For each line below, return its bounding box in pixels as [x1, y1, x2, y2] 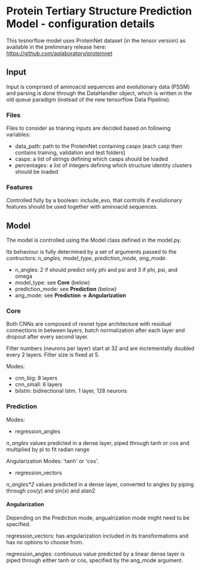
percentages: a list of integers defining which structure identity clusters [14, 162, 192, 169]
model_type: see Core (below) [14, 279, 90, 286]
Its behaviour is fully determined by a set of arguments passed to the [6, 248, 177, 256]
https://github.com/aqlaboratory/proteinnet [6, 49, 113, 57]
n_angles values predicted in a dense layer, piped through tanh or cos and [6, 439, 190, 446]
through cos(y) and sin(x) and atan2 [6, 487, 95, 494]
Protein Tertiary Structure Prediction [6, 4, 192, 18]
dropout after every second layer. [6, 333, 89, 340]
